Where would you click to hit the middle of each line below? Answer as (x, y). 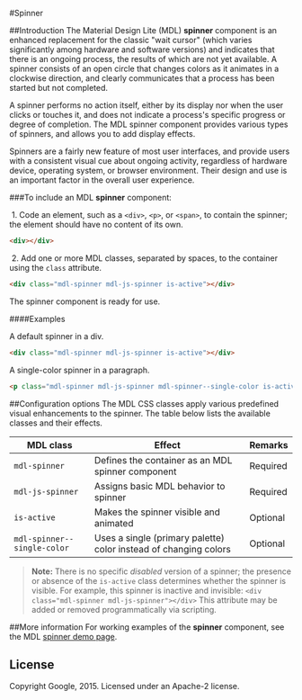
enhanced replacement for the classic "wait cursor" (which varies (131, 40)
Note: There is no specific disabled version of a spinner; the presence (161, 571)
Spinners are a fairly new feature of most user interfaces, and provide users (150, 151)
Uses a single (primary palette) (159, 537)
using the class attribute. (55, 267)
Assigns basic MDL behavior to (160, 486)
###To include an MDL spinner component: (91, 197)
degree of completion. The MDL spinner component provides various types (149, 124)
